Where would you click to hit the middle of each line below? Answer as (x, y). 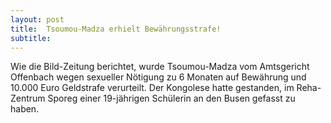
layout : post (37, 19)
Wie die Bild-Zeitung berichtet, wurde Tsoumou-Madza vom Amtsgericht (160, 67)
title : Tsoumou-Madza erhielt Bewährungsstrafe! (116, 29)
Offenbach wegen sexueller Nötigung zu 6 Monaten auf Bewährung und (158, 77)
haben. (25, 109)
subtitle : (31, 38)
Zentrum (28, 98)
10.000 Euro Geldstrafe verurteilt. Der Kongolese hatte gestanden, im (152, 88)
